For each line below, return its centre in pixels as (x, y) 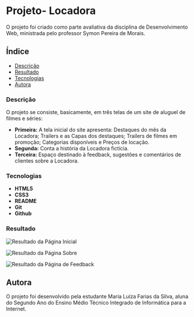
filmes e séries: (24, 119)
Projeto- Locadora (51, 11)
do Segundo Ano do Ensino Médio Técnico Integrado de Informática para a (96, 303)
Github (23, 213)
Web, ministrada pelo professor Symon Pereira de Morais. (76, 33)
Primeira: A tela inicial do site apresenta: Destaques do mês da (90, 130)
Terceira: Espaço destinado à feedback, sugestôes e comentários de (98, 155)
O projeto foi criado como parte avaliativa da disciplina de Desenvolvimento (97, 27)
